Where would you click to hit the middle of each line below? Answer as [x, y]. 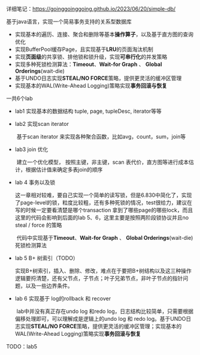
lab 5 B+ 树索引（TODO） [47, 258]
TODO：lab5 [22, 346]
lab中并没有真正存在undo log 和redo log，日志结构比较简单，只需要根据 [105, 311]
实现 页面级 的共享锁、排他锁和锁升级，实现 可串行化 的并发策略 [91, 57]
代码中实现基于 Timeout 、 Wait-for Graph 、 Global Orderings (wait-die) [105, 238]
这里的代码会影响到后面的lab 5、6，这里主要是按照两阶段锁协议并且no [102, 217]
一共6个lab [19, 98]
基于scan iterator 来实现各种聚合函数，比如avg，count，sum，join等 [101, 136]
